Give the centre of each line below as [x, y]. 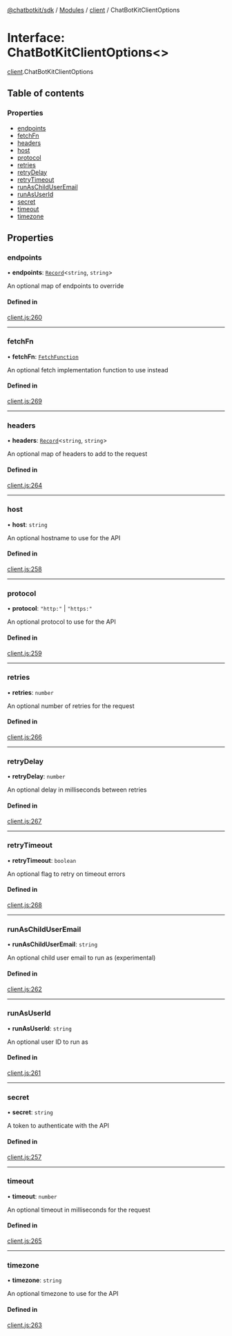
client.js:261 [24, 1073]
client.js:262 [25, 989]
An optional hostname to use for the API [64, 537]
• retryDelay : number [36, 776]
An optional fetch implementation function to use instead [88, 370]
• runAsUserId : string [40, 1028]
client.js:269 [25, 401]
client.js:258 [25, 569]
